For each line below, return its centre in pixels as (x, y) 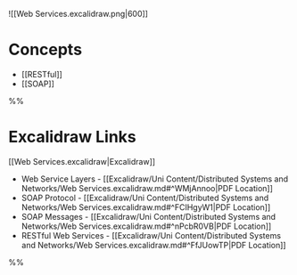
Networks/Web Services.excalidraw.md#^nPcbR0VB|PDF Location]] (146, 226)
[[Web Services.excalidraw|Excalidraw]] (82, 161)
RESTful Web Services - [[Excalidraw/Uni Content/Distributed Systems (151, 235)
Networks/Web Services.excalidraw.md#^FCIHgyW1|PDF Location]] (146, 207)
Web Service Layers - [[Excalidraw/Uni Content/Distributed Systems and (155, 179)
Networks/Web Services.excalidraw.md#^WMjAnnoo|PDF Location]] (147, 188)
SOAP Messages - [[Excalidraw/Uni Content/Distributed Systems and (148, 216)
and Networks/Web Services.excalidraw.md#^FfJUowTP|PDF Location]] (153, 245)
